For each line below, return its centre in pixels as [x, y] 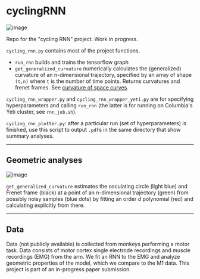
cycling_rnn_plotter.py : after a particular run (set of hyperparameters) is [96, 123]
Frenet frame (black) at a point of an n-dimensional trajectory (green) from [97, 193]
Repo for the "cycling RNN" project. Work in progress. [72, 39]
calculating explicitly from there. [46, 205]
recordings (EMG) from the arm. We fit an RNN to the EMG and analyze [93, 256]
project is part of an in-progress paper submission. [68, 269]
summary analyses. [30, 136]
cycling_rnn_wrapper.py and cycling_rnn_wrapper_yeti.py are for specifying [100, 99]
